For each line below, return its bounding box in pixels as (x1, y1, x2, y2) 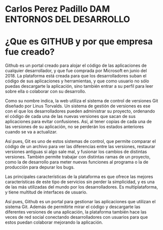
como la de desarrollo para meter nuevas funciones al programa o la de (5, 159, 148, 165)
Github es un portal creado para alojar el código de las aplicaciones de (5, 62, 147, 69)
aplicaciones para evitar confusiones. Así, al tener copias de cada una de (5, 118, 152, 125)
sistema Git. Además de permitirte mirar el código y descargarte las (5, 204, 141, 210)
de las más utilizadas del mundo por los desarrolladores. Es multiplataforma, (5, 184, 158, 190)
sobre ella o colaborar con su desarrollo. (5, 89, 86, 95)
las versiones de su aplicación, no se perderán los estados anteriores (5, 124, 144, 130)
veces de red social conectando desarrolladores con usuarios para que (5, 214, 148, 220)
